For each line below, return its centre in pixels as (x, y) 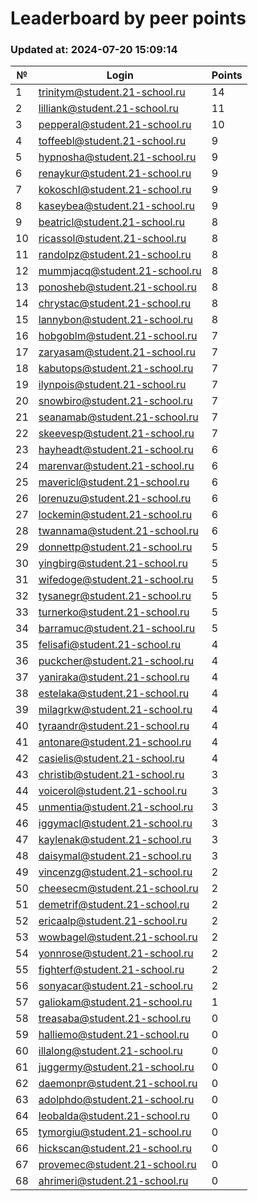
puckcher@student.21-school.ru (116, 661)
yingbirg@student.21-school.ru (113, 564)
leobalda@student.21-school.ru (114, 1116)
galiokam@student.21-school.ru (115, 1002)
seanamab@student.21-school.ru (118, 417)
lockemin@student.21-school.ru (115, 515)
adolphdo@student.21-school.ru (116, 1100)
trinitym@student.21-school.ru (112, 92)
